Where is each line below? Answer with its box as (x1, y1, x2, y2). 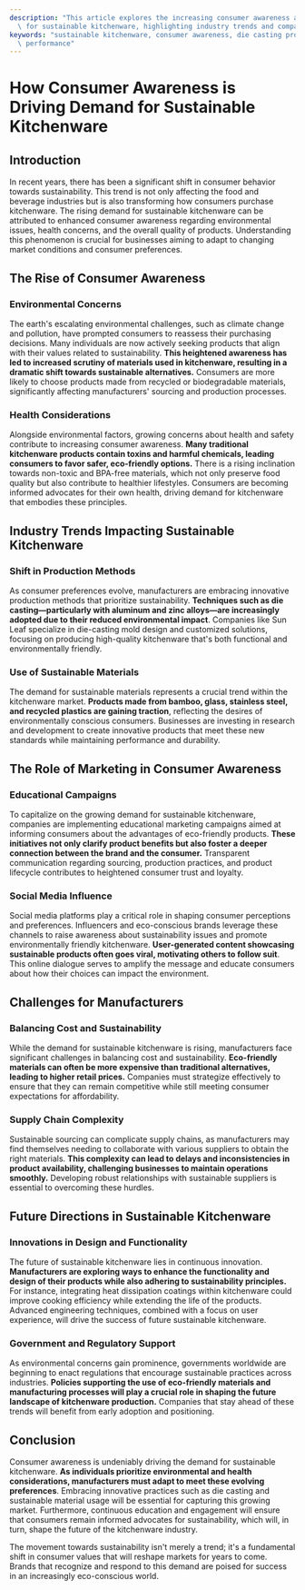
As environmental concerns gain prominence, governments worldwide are (9, 1357, 287, 1368)
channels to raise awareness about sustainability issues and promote (9, 929, 268, 940)
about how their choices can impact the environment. (9, 969, 210, 979)
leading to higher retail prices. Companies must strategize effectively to (9, 1071, 281, 1082)
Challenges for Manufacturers (9, 994, 184, 1009)
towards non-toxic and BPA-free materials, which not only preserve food (9, 468, 280, 479)
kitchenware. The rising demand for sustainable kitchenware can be (9, 205, 264, 216)
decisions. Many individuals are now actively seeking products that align (9, 337, 280, 348)
